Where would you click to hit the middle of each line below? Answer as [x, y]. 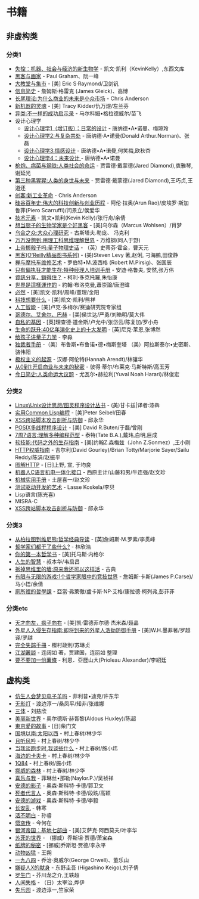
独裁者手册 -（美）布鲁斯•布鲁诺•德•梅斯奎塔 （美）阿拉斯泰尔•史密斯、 [104, 344]
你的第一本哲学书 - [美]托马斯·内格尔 [59, 554]
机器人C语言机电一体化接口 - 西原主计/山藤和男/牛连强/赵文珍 [90, 472]
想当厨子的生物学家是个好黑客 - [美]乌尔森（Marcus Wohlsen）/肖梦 [98, 225]
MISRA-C [26, 501]
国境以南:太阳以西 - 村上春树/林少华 [58, 733]
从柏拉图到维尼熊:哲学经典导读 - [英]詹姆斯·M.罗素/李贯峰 [85, 540]
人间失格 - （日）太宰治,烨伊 [50, 882]
